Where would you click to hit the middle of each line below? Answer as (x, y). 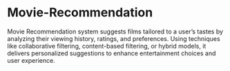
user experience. (31, 60)
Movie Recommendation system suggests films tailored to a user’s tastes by (115, 31)
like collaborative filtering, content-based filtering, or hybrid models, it (107, 46)
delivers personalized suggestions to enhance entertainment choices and (112, 53)
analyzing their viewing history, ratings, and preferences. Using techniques (114, 38)
